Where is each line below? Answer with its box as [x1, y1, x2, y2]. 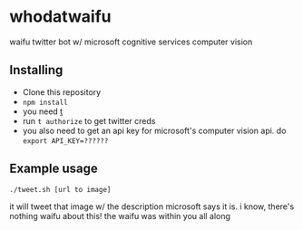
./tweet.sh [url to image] [9, 185, 112, 194]
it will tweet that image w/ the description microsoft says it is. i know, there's [9, 201, 295, 212]
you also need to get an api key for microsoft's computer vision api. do [22, 125, 287, 136]
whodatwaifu [9, 6, 112, 27]
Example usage [9, 161, 98, 177]
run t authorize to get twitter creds [22, 115, 156, 126]
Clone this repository [22, 86, 102, 97]
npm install [22, 98, 68, 107]
